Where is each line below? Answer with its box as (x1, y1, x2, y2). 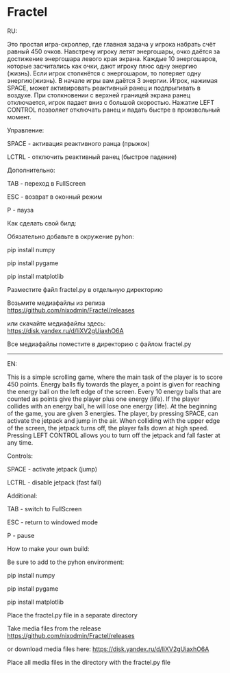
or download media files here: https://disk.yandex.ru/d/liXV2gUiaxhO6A (7, 645, 209, 653)
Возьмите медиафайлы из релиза (7, 299, 105, 307)
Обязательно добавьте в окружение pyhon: (7, 232, 135, 241)
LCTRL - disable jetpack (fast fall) (7, 478, 102, 487)
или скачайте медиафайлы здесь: (7, 319, 106, 328)
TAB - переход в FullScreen (7, 179, 86, 187)
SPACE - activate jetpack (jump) (7, 465, 98, 473)
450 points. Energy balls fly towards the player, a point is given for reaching (7, 380, 220, 388)
